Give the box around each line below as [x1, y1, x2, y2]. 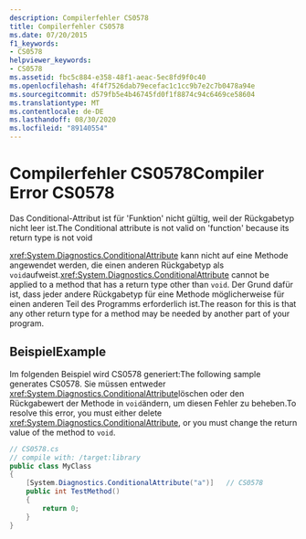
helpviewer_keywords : [9, 56, 92, 65]
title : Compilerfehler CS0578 [9, 22, 125, 31]
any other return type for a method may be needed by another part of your [9, 308, 290, 319]
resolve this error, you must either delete [9, 407, 163, 418]
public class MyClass [9, 461, 92, 470]
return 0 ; [42, 503, 79, 513]
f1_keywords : [9, 38, 59, 48]
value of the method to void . [9, 427, 116, 438]
